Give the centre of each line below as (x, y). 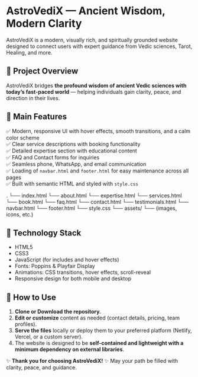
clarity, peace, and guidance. (41, 368)
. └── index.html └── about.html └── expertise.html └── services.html (94, 195)
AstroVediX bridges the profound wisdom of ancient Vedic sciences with (96, 85)
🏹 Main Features (36, 117)
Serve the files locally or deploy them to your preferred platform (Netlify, (103, 331)
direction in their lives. (33, 98)
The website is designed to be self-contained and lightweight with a (99, 343)
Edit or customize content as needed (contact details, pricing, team (97, 318)
